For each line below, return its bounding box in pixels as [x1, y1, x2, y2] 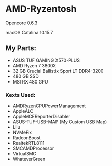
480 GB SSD [12, 73, 39, 79]
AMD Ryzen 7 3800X [12, 62, 57, 68]
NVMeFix [12, 129, 32, 136]
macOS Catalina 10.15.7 [5, 29, 53, 35]
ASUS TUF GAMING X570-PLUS [12, 57, 80, 63]
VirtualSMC [12, 151, 37, 157]
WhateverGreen [12, 156, 46, 162]
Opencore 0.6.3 [5, 20, 38, 26]
